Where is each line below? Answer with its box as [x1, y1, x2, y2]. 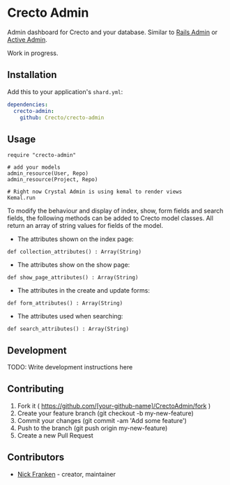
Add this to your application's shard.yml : [7, 87, 123, 95]
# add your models [7, 164, 61, 171]
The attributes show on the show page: [17, 261, 130, 269]
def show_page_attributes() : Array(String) [7, 274, 139, 282]
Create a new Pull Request [17, 431, 94, 440]
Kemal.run [7, 194, 36, 201]
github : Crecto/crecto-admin [20, 114, 105, 121]
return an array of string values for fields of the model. [7, 222, 164, 230]
